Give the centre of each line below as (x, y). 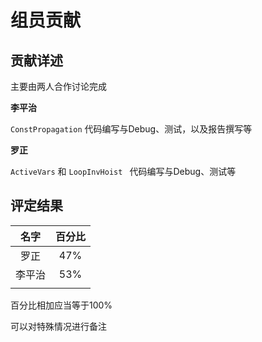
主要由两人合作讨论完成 (58, 86)
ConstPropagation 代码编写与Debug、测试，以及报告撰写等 (131, 129)
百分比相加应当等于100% (61, 305)
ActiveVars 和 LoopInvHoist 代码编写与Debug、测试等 (123, 171)
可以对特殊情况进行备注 (58, 326)
